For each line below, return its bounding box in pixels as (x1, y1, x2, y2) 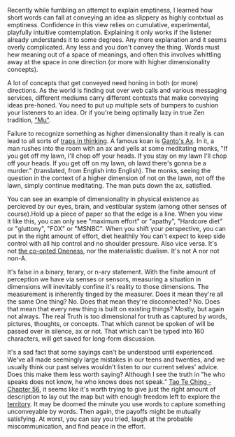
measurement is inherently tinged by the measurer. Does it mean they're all (7, 290, 224, 298)
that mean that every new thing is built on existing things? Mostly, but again (7, 305, 225, 313)
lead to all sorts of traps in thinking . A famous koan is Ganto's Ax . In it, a (7, 137, 215, 145)
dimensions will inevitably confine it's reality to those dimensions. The (7, 283, 209, 290)
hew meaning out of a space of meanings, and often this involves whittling (7, 50, 222, 59)
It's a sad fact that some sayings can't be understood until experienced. (7, 348, 215, 356)
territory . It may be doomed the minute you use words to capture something (7, 400, 226, 408)
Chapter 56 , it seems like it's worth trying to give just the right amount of (7, 385, 216, 393)
